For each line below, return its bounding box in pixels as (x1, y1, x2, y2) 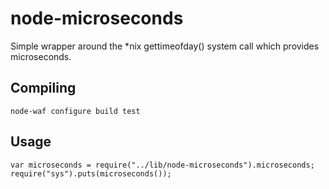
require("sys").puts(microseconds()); (10, 168, 172, 179)
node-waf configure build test (10, 106, 141, 116)
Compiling (10, 80, 77, 97)
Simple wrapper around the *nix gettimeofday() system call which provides (10, 40, 320, 52)
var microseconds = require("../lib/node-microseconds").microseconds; (10, 160, 315, 170)
